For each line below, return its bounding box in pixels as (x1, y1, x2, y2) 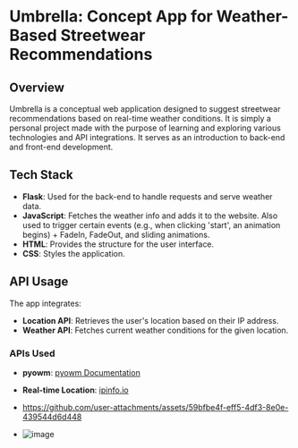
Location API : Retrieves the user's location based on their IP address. (21, 315, 279, 325)
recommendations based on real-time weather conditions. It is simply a (9, 114, 271, 123)
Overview (9, 80, 65, 95)
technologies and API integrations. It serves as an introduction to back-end (9, 132, 285, 142)
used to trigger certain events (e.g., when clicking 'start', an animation (21, 219, 281, 230)
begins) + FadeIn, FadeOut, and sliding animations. (21, 229, 210, 240)
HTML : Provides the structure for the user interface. (21, 239, 215, 249)
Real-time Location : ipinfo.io (21, 385, 129, 395)
